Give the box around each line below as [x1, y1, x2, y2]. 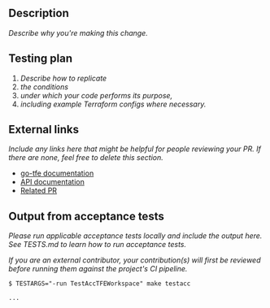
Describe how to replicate [20, 73, 107, 83]
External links [8, 123, 80, 137]
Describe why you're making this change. [8, 28, 148, 37]
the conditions [20, 81, 69, 92]
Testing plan [8, 52, 73, 66]
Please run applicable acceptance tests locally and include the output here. [8, 231, 263, 241]
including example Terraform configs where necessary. [20, 99, 207, 109]
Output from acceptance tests [8, 209, 164, 223]
